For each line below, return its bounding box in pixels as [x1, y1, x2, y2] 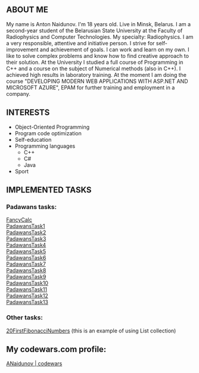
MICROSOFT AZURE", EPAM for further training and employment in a [6, 83, 175, 91]
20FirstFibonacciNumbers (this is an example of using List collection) [6, 327, 176, 334]
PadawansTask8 [6, 267, 46, 274]
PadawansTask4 [6, 241, 46, 249]
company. [6, 90, 31, 97]
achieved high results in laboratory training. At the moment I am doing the [6, 71, 186, 78]
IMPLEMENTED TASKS [6, 185, 92, 195]
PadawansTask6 [6, 254, 46, 262]
